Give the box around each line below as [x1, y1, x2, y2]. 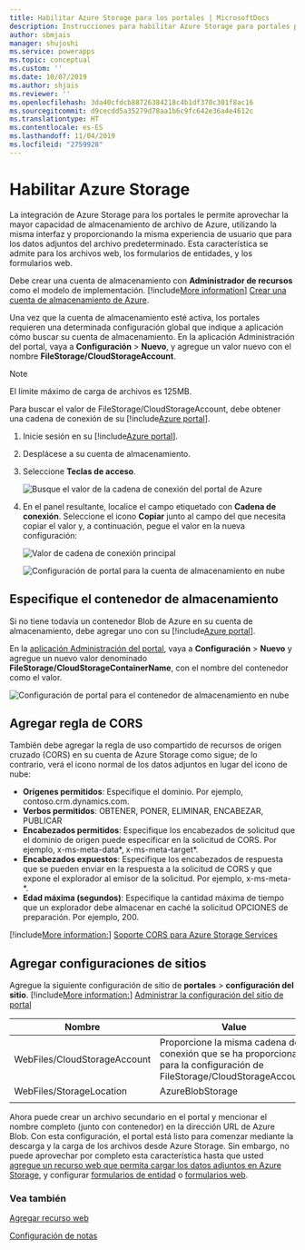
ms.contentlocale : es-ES [9, 124, 103, 133]
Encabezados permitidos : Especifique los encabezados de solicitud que [22, 825, 296, 836]
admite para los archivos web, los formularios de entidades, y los [9, 247, 252, 259]
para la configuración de [159, 1059, 264, 1072]
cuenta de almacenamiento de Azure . [9, 294, 150, 305]
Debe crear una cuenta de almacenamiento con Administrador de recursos [9, 274, 293, 286]
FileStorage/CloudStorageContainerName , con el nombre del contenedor [9, 662, 289, 673]
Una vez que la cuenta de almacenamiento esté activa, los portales [9, 312, 261, 322]
